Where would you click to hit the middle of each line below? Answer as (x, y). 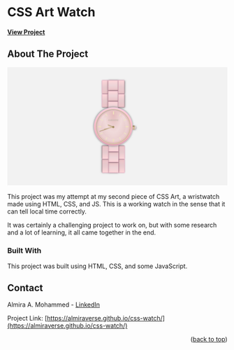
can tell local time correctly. (47, 211)
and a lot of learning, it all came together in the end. (82, 232)
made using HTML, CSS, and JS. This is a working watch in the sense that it (116, 204)
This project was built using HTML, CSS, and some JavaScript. (97, 266)
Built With (24, 251)
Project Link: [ (27, 318)
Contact (25, 288)
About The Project (48, 54)
